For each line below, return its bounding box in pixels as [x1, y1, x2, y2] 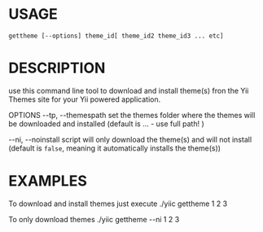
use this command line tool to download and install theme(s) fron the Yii [8, 85, 249, 95]
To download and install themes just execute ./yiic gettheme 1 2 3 [8, 199, 228, 208]
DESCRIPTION [8, 59, 106, 77]
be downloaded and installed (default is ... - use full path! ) [8, 119, 205, 129]
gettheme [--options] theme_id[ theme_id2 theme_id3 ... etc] [8, 32, 224, 40]
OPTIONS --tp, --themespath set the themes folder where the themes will [8, 110, 256, 120]
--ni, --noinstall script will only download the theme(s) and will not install [8, 134, 252, 144]
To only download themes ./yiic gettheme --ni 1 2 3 [8, 214, 180, 224]
